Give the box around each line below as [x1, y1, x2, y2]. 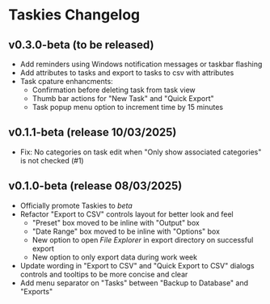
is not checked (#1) [19, 155, 84, 165]
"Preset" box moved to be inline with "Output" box [32, 217, 200, 227]
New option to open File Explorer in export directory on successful [32, 234, 254, 244]
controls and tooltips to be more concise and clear [19, 269, 188, 279]
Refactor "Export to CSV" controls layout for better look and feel [19, 209, 234, 219]
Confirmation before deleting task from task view [32, 85, 196, 95]
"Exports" [19, 286, 53, 296]
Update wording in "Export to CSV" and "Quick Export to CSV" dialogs [19, 260, 255, 270]
